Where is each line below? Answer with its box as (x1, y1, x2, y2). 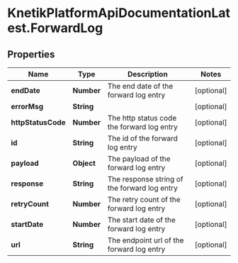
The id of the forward (107, 133, 178, 143)
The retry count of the (107, 195, 181, 204)
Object (72, 158, 96, 168)
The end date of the (107, 82, 174, 91)
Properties (7, 48, 55, 60)
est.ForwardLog (7, 20, 103, 36)
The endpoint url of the (107, 235, 184, 245)
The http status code (107, 113, 177, 123)
